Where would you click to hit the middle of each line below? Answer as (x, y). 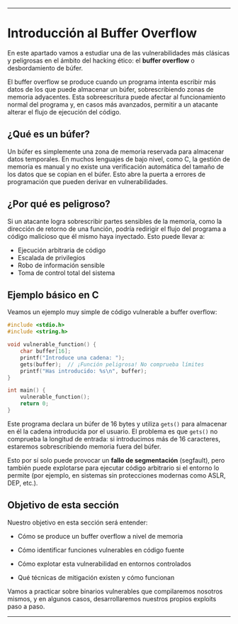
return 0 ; (35, 404)
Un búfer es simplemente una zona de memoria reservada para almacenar (116, 151)
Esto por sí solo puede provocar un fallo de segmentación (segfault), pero (116, 460)
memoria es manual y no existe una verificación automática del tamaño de (116, 166)
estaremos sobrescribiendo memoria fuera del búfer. (84, 446)
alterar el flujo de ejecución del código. (64, 112)
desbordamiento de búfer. (45, 68)
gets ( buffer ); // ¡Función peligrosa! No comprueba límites (112, 364)
